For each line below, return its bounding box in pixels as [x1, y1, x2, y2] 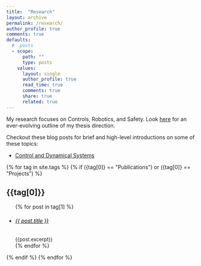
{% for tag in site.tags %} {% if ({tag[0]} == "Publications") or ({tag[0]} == [6, 163, 191, 170]
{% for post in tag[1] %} [14, 203, 74, 210]
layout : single [22, 71, 61, 77]
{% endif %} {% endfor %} [6, 253, 73, 261]
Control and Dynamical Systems [14, 152, 95, 159]
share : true [22, 93, 52, 99]
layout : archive [6, 15, 47, 21]
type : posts [22, 59, 52, 65]
